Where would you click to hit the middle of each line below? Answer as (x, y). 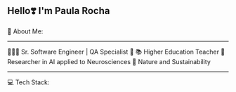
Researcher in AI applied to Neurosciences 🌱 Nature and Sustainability (109, 61)
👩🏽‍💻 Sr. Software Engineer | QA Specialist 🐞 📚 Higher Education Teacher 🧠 (116, 52)
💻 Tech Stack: (28, 82)
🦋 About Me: (25, 31)
